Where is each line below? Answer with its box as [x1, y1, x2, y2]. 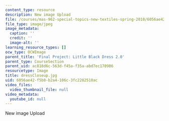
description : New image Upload [5, 12, 71, 17]
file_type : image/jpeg [5, 21, 53, 27]
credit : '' [10, 36, 33, 41]
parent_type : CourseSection [5, 59, 64, 64]
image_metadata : [5, 26, 39, 31]
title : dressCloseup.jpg [5, 73, 57, 78]
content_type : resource [5, 7, 55, 13]
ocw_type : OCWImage [5, 49, 46, 54]
